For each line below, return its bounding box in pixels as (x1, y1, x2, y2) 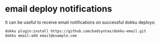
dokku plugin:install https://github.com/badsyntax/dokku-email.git (5, 29, 146, 33)
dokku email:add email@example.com (5, 33, 77, 38)
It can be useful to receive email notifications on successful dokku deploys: (5, 19, 156, 25)
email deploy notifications (5, 3, 112, 14)
